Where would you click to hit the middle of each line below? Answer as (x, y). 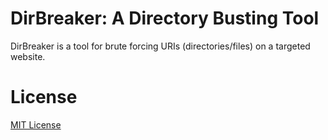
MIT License (36, 124)
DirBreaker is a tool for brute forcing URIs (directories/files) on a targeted (160, 46)
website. (28, 56)
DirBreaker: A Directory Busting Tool (165, 18)
